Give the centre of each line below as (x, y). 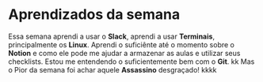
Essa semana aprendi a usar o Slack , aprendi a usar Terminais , (112, 36)
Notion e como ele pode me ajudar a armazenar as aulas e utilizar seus (124, 53)
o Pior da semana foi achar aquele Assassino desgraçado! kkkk (112, 69)
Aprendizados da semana (94, 15)
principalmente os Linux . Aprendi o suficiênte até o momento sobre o (122, 44)
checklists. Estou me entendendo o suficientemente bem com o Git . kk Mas (131, 61)
